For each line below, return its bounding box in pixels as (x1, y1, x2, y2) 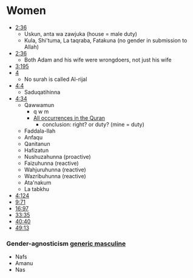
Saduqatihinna (24, 88, 61, 96)
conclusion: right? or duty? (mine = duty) (42, 120, 144, 128)
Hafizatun (24, 147, 49, 154)
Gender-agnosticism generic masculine (6, 239, 126, 248)
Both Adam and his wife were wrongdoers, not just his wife (24, 56, 172, 63)
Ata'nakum (24, 179, 52, 186)
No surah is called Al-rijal (24, 75, 87, 83)
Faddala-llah (24, 127, 56, 134)
